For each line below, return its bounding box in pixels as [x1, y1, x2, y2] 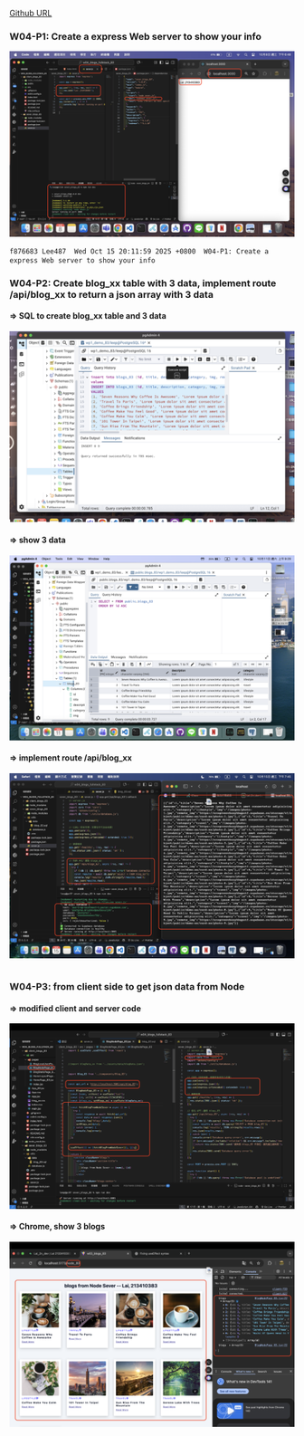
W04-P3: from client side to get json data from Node [9, 981, 245, 993]
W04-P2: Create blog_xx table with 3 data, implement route [9, 276, 277, 289]
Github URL [9, 8, 52, 18]
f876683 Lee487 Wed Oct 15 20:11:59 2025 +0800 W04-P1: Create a [9, 246, 270, 256]
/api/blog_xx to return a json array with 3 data [9, 288, 214, 301]
